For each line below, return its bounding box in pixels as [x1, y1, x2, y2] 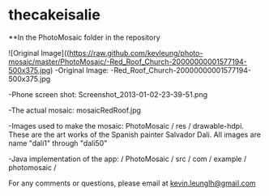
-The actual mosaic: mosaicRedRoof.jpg [8, 105, 142, 115]
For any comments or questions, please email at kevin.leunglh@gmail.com [8, 178, 257, 188]
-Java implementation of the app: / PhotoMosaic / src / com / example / [8, 154, 247, 164]
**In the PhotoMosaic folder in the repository [8, 32, 160, 42]
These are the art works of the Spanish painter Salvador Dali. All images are [8, 130, 262, 139]
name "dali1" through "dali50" [8, 138, 108, 147]
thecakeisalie [8, 6, 101, 24]
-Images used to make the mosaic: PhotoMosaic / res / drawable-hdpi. [8, 121, 245, 130]
